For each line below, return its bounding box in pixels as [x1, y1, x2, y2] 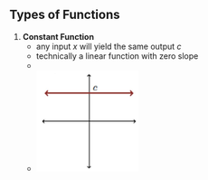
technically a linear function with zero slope [35, 50, 199, 62]
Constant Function [22, 31, 95, 42]
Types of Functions [9, 7, 120, 23]
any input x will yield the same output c [35, 41, 183, 52]
